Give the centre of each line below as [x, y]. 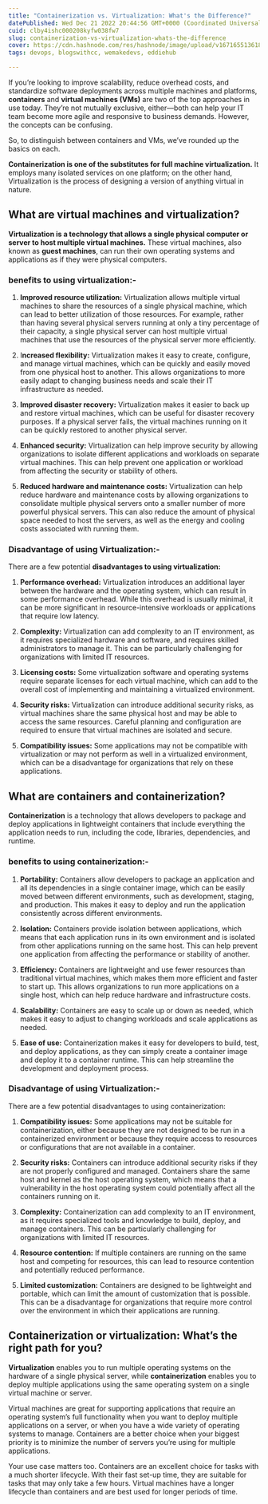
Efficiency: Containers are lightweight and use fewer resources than [132, 969]
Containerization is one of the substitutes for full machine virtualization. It [134, 164]
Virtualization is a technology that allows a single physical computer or [128, 234]
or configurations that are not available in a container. [107, 1147]
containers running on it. [60, 1196]
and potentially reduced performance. [82, 1269]
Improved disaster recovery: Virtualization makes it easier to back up [134, 405]
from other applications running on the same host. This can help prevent [138, 945]
